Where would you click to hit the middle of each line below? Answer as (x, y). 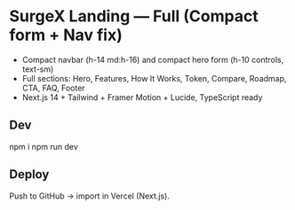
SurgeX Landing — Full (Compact (134, 16)
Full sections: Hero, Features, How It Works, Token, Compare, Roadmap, (154, 78)
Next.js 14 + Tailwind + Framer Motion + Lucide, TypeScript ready (142, 97)
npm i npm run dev (44, 146)
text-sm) (38, 69)
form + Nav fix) (66, 35)
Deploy (29, 175)
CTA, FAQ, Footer (54, 88)
